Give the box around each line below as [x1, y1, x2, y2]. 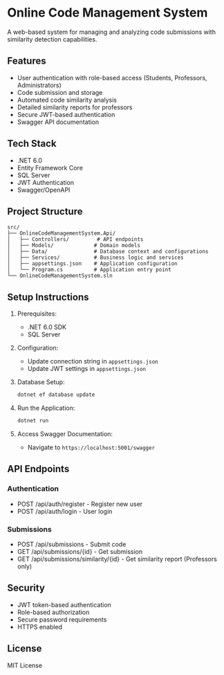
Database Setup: [17, 378, 65, 386]
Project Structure [7, 206, 83, 217]
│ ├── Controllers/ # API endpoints [7, 236, 144, 243]
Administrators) [17, 81, 62, 89]
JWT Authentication [17, 178, 75, 186]
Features [7, 55, 46, 67]
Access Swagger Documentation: [17, 429, 113, 438]
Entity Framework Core [17, 163, 83, 172]
